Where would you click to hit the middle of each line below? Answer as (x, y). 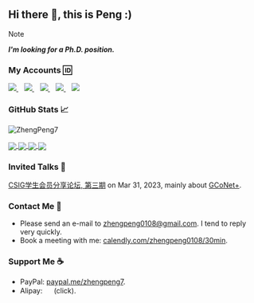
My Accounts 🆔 (40, 70)
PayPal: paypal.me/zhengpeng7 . (72, 282)
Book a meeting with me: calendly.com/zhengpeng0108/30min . (124, 241)
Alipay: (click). (48, 291)
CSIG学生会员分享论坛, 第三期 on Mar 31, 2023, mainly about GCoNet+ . (125, 185)
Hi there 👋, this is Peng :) (70, 15)
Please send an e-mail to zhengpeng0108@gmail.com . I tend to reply (133, 223)
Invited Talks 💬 (37, 167)
